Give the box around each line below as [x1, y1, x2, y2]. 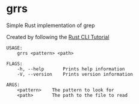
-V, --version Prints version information [17, 71, 134, 77]
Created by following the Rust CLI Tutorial [6, 33, 110, 40]
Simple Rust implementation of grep [6, 22, 95, 29]
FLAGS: [6, 61, 23, 67]
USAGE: [6, 44, 23, 51]
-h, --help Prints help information [17, 66, 125, 72]
